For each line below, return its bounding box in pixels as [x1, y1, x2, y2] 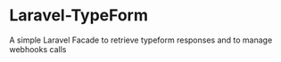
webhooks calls [9, 43, 67, 54]
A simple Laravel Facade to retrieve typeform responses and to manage [9, 35, 273, 45]
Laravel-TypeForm [9, 5, 149, 26]
